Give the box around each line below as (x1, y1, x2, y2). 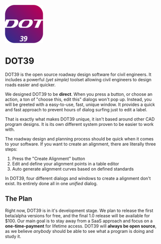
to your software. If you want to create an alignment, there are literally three (5, 141, 156, 147)
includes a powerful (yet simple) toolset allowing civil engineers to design (5, 76, 152, 82)
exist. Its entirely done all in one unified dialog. (5, 180, 98, 186)
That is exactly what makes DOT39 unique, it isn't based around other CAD (5, 116, 155, 122)
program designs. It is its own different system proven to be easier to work (5, 121, 154, 127)
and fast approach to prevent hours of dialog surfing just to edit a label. (5, 106, 147, 112)
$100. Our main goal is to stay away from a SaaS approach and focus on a (5, 218, 153, 224)
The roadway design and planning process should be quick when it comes (5, 136, 154, 141)
